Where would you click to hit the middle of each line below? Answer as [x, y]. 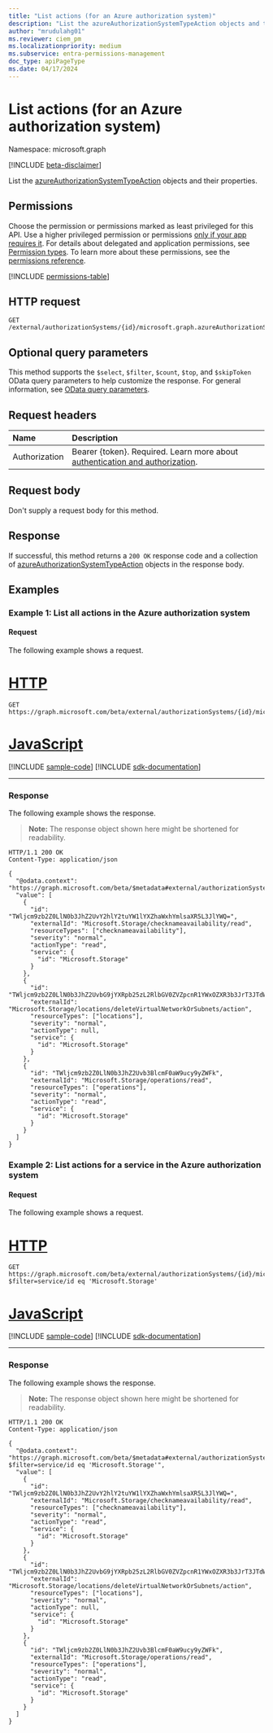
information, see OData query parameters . [79, 389]
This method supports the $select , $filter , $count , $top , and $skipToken [130, 372]
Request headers [53, 415]
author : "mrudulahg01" [47, 31]
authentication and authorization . [135, 462]
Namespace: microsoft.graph [57, 149]
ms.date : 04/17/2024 [43, 69]
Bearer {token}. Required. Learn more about [155, 451]
